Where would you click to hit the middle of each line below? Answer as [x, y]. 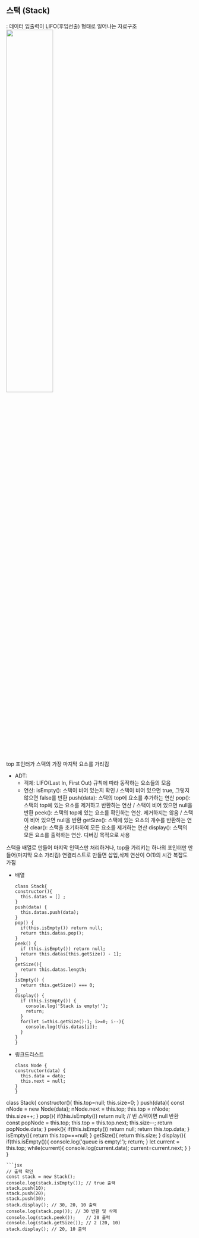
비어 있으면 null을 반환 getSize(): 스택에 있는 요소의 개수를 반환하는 [108, 820]
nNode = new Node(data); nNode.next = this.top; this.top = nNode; [88, 1109]
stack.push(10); [26, 1188]
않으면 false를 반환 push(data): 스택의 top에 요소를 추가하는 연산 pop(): [107, 797]
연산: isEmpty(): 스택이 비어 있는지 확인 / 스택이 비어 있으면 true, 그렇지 [107, 790]
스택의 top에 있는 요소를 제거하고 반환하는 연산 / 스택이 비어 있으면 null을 [108, 805]
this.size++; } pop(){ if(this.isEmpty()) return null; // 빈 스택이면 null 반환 [93, 1116]
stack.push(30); [26, 1198]
